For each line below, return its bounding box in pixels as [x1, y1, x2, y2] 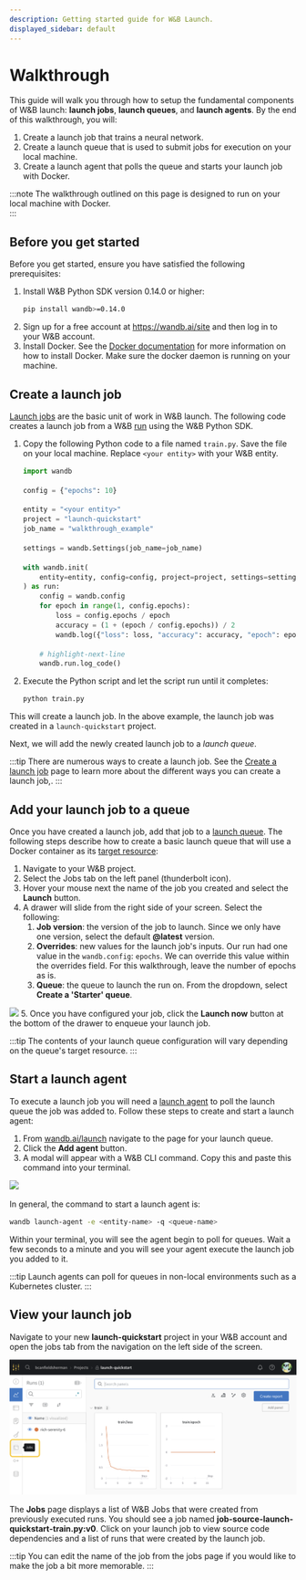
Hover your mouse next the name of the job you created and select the [22, 883, 289, 894]
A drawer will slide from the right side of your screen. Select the [22, 902, 262, 913]
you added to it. [9, 1253, 68, 1264]
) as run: [22, 582, 61, 591]
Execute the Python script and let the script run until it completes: [22, 675, 269, 686]
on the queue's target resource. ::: [9, 1045, 138, 1056]
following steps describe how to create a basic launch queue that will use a [9, 836, 291, 846]
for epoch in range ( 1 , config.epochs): [39, 602, 191, 611]
